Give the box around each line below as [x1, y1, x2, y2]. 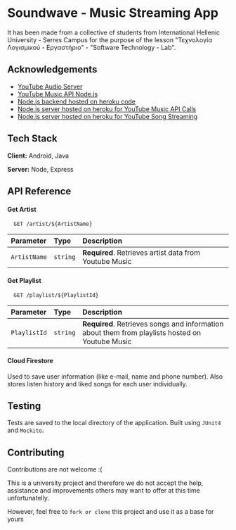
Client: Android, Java [7, 151, 69, 160]
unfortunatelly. [7, 494, 49, 503]
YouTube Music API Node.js [17, 89, 98, 98]
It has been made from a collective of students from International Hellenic [7, 28, 221, 37]
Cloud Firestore [7, 356, 54, 365]
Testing [7, 400, 41, 412]
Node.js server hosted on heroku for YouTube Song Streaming [17, 112, 198, 120]
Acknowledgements [7, 63, 98, 75]
